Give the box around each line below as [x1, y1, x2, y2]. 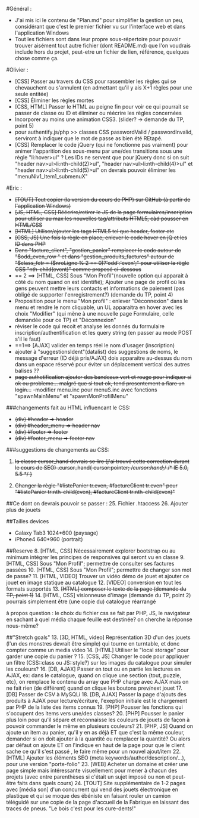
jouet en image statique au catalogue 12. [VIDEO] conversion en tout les [6, 579, 182, 586]
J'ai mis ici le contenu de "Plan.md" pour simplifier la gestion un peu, [14, 17, 184, 23]
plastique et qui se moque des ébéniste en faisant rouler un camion [6, 792, 171, 799]
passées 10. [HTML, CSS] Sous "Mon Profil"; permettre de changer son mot [6, 566, 192, 573]
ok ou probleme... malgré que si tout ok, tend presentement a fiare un [14, 380, 185, 387]
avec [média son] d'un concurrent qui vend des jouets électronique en [6, 786, 178, 793]
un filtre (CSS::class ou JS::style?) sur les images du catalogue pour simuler [6, 659, 192, 666]
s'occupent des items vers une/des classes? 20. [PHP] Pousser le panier [6, 710, 184, 717]
